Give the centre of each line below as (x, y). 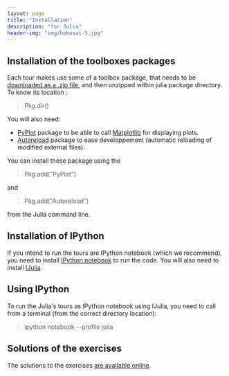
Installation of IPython (56, 236)
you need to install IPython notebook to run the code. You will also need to (113, 260)
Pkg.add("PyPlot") (50, 174)
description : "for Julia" (44, 26)
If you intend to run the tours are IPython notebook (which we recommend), (115, 253)
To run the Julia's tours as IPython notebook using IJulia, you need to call (112, 306)
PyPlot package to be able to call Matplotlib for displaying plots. (108, 133)
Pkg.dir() (37, 106)
